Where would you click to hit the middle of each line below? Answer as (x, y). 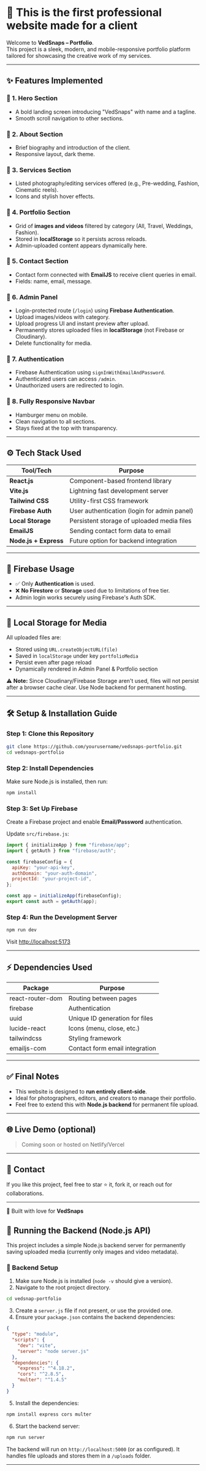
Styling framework (95, 1038)
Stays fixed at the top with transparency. (66, 428)
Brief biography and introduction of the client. (73, 148)
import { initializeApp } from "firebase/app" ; (68, 845)
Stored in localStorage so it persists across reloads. (81, 239)
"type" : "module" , (36, 1334)
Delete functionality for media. (53, 343)
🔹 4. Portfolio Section (38, 213)
